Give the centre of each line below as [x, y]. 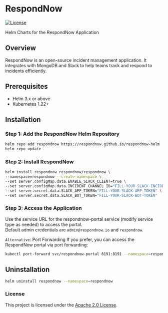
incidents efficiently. [26, 71]
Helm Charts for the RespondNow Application [52, 32]
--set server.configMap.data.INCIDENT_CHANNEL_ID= [59, 186]
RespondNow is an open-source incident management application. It [76, 60]
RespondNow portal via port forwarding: [47, 245]
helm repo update [23, 149]
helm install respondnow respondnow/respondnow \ [58, 172]
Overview [21, 48]
